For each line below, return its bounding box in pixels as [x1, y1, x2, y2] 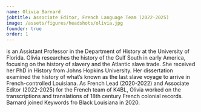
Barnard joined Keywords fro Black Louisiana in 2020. [6, 99, 140, 106]
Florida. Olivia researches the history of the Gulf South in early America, [6, 54, 186, 61]
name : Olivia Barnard [6, 8, 61, 15]
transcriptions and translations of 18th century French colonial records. [6, 93, 183, 100]
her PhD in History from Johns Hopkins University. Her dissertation [6, 67, 174, 74]
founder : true [6, 25, 42, 32]
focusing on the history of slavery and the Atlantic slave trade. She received [6, 61, 196, 68]
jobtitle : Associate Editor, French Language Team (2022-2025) [6, 14, 170, 20]
